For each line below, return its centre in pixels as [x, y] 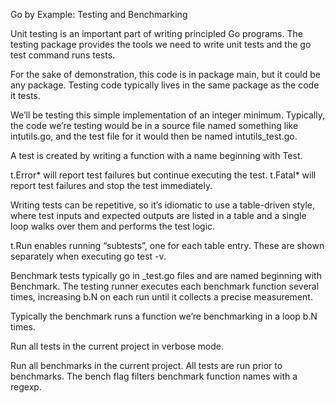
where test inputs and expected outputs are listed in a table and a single [158, 215]
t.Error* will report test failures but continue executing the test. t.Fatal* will [163, 175]
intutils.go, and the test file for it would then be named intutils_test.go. [154, 136]
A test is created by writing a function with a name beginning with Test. [156, 155]
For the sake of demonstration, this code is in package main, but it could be [165, 74]
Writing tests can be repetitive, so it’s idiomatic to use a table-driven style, [163, 205]
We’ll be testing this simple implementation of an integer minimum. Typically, [167, 115]
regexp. [26, 387]
